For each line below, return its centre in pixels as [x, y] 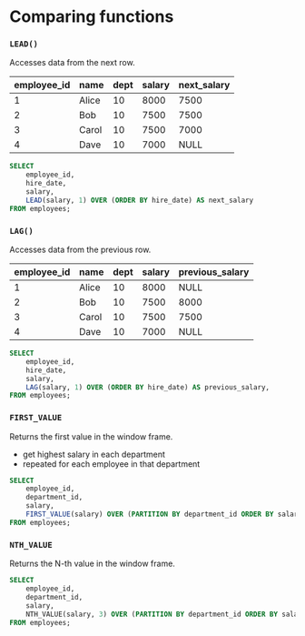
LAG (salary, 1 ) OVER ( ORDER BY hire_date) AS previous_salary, [148, 387]
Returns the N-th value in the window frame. [92, 564]
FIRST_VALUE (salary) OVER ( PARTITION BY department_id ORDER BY [150, 515]
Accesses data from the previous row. [80, 250]
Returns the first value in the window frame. [91, 436]
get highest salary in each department [94, 454]
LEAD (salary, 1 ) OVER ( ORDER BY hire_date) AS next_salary [140, 200]
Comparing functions [92, 17]
